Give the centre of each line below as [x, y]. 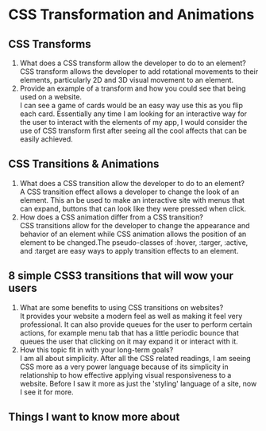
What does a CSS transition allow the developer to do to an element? [132, 183]
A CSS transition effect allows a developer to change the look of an [129, 192]
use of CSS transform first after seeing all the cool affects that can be [133, 130]
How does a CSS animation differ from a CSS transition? [112, 217]
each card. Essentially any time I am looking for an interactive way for [133, 114]
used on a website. [50, 97]
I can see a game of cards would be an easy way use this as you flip [131, 105]
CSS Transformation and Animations [131, 15]
